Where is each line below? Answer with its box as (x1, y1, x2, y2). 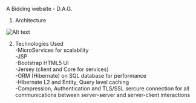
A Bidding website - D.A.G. (6, 5, 73, 12)
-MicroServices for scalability (15, 46, 89, 54)
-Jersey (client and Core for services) (15, 66, 109, 73)
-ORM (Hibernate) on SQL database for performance (15, 72, 147, 79)
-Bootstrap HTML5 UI (15, 60, 69, 66)
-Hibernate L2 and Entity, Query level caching (15, 78, 129, 86)
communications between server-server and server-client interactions (15, 92, 191, 98)
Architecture (15, 17, 47, 23)
